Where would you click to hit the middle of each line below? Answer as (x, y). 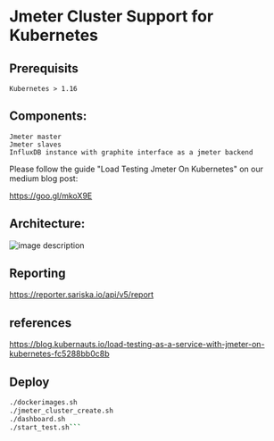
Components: (48, 116)
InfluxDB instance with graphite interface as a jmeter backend (131, 152)
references (41, 323)
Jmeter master (36, 137)
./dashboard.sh (37, 419)
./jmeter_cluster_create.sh (62, 411)
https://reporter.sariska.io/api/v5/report (82, 295)
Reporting (37, 274)
